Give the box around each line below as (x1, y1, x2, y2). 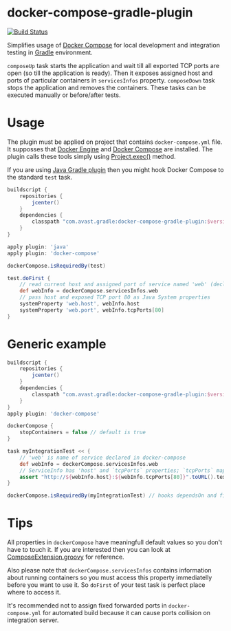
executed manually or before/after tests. (7, 91, 121, 99)
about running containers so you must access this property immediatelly (7, 573, 212, 582)
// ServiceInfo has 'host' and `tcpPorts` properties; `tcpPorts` (19, 467, 214, 474)
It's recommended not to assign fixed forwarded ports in (7, 601, 167, 610)
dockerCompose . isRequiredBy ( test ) (7, 262, 107, 269)
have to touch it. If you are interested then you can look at (7, 546, 170, 554)
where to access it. (7, 588, 61, 597)
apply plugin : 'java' (7, 243, 69, 250)
